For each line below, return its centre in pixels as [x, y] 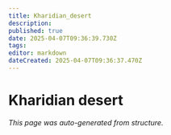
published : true [35, 31]
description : [30, 23]
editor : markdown [38, 53]
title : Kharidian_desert [50, 16]
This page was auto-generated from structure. [86, 122]
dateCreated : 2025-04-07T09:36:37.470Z [75, 61]
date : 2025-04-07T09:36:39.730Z [63, 38]
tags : [17, 46]
